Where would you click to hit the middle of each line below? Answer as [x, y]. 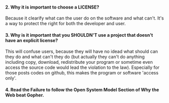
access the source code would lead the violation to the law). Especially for [82, 67]
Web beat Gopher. [25, 95]
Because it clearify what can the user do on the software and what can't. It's [84, 18]
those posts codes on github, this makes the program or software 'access [82, 73]
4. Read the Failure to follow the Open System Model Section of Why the [82, 90]
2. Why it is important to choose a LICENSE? [52, 7]
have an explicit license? [32, 40]
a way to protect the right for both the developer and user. [66, 24]
